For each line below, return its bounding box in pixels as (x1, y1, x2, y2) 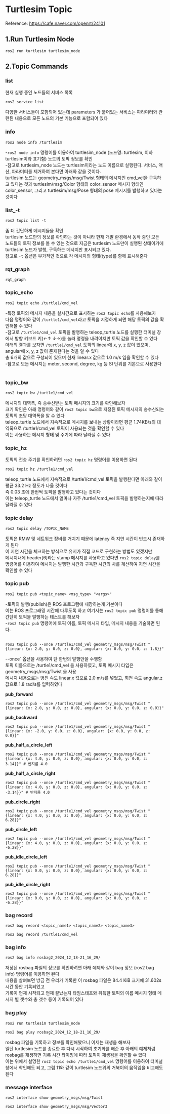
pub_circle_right (5, 799, 40, 805)
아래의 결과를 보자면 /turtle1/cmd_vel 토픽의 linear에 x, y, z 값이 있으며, (5, 342, 150, 348)
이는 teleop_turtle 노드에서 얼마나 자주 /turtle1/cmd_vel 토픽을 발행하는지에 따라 (5, 495, 163, 502)
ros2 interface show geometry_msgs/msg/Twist (5, 1095, 103, 1100)
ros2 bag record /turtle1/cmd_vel (5, 932, 78, 937)
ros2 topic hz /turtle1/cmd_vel (5, 467, 73, 472)
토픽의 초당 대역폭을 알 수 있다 (5, 412, 65, 419)
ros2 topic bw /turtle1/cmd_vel (5, 390, 73, 395)
